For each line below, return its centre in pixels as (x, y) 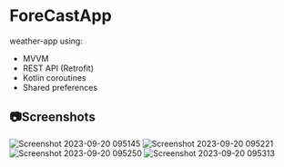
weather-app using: (46, 41)
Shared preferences (60, 87)
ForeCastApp (61, 16)
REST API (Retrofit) (58, 68)
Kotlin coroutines (54, 77)
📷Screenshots (52, 118)
